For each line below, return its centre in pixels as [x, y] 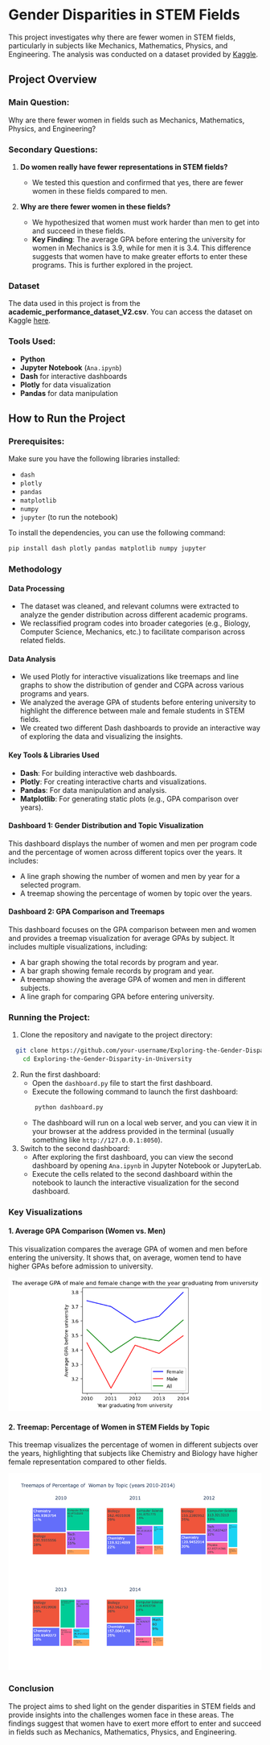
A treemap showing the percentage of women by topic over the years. [136, 893]
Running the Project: [49, 1017]
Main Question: [39, 102]
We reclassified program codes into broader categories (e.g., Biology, [135, 623]
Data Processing [37, 588]
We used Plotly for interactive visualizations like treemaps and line [129, 677]
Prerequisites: [37, 441]
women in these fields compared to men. [100, 191]
